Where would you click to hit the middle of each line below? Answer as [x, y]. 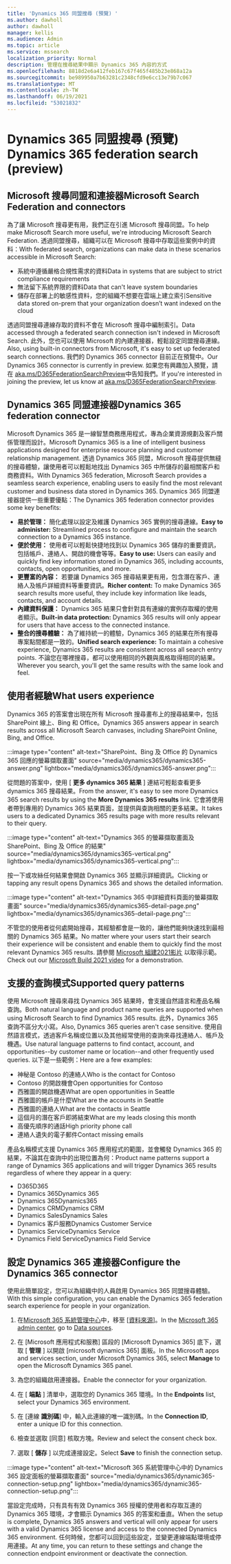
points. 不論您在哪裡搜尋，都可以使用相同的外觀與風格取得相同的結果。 [118, 657]
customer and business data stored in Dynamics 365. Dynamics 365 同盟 [111, 491]
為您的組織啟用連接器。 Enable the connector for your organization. [112, 1380]
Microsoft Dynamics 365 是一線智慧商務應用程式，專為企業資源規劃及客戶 [112, 433]
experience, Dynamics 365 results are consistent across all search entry [119, 649]
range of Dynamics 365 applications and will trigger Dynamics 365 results [112, 1166]
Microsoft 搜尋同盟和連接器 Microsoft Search [103, 196]
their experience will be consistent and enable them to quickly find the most [114, 944]
